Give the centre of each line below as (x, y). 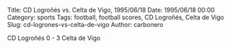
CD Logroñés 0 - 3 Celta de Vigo (54, 38)
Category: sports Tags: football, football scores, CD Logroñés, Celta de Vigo (116, 17)
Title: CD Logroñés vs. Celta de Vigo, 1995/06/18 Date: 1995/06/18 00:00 (111, 10)
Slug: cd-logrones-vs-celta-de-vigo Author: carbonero (85, 24)
